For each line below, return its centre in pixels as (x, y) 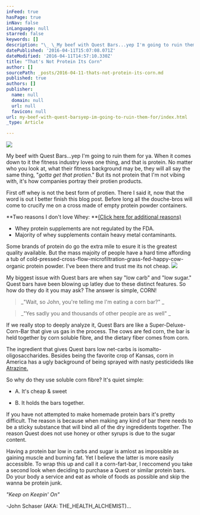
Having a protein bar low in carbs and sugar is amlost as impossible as (93, 451)
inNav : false (22, 23)
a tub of (16, 259)
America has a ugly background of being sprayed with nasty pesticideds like (100, 362)
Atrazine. (17, 368)
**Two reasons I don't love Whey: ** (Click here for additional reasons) (94, 217)
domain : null (28, 100)
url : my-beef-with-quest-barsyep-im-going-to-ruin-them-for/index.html (97, 117)
